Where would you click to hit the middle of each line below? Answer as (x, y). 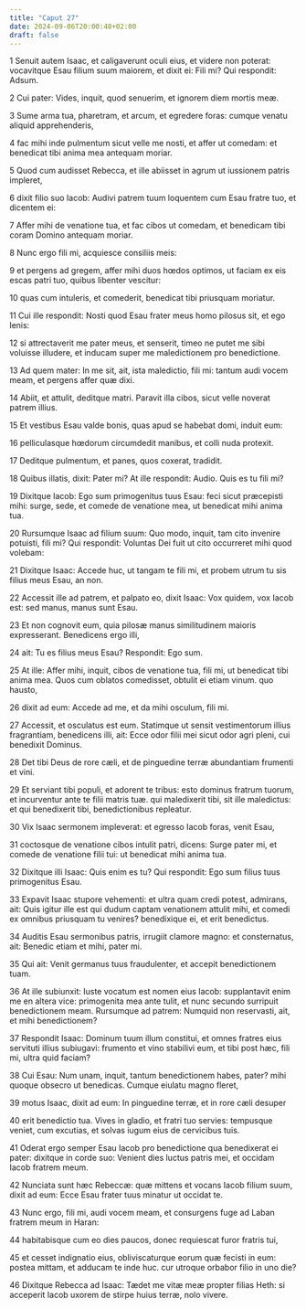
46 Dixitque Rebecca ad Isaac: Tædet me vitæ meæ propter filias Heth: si (148, 1285)
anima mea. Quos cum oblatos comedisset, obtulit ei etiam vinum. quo (142, 680)
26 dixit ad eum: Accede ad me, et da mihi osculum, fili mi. (120, 708)
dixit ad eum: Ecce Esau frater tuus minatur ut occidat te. (116, 1195)
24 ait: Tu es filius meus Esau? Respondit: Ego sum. (106, 653)
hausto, (24, 690)
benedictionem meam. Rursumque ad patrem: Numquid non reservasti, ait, (150, 1011)
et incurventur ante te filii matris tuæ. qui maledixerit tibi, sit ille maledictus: (150, 800)
